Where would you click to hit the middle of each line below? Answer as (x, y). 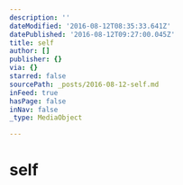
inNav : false (34, 110)
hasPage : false (38, 101)
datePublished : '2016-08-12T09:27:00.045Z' (92, 34)
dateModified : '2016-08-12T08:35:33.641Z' (90, 26)
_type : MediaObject (46, 118)
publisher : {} (36, 59)
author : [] (30, 51)
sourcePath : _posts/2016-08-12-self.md (84, 84)
